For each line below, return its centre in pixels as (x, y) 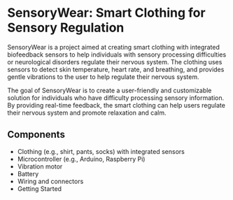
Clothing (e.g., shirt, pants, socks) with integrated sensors (101, 151)
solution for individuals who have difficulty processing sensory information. (116, 98)
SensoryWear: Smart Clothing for (106, 13)
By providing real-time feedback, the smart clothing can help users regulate (116, 105)
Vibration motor (40, 166)
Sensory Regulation (66, 28)
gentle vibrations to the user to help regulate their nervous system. (103, 77)
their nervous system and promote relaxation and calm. (87, 113)
